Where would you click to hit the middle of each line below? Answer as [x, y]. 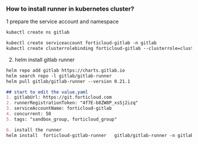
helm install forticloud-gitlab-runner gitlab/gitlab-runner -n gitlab [100, 135]
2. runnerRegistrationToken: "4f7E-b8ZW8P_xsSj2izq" [72, 103]
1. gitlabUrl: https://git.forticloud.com [59, 98]
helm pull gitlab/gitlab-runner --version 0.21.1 [68, 81]
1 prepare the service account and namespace [62, 22]
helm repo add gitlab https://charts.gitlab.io [66, 70]
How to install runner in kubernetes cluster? [70, 9]
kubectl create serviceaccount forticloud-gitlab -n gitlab [82, 43]
